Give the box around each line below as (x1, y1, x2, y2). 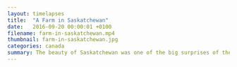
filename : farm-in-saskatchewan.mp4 (7, 29, 115, 37)
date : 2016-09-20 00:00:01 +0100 (7, 23, 112, 30)
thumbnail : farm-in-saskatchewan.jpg (7, 36, 119, 43)
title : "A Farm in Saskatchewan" (7, 17, 109, 24)
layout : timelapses (7, 10, 65, 17)
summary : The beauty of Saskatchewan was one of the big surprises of (7, 50, 219, 57)
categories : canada (7, 43, 65, 50)
